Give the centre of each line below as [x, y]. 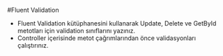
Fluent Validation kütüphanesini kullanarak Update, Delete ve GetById [117, 23]
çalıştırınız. [33, 45]
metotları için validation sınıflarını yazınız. [76, 31]
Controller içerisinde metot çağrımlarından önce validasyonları [107, 38]
